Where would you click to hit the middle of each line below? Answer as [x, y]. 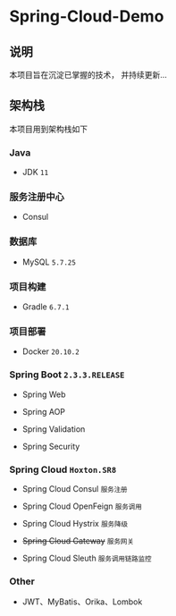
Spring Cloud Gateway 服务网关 [78, 540]
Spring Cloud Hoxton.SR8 [63, 469]
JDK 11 [35, 173]
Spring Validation [54, 429]
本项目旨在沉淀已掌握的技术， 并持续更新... [88, 75]
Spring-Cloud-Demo [87, 17]
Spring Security [51, 446]
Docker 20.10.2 [51, 351]
